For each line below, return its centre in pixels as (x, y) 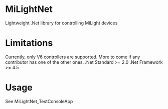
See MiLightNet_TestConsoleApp (39, 101)
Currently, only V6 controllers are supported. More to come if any (73, 57)
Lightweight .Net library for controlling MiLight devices (61, 23)
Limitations (29, 43)
